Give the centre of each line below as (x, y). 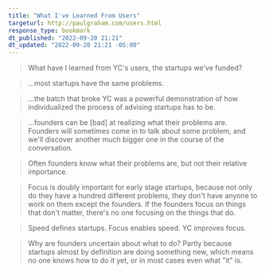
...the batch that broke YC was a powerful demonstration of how (133, 99)
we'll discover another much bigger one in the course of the (126, 139)
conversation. (50, 148)
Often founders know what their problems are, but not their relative (137, 163)
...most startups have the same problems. (96, 84)
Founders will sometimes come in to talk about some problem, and (136, 131)
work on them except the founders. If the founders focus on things (137, 205)
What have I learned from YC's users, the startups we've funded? (135, 68)
